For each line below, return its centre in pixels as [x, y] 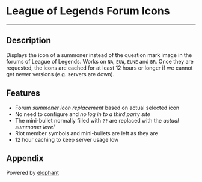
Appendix [25, 158]
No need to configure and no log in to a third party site [82, 114]
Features [23, 93]
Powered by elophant [32, 173]
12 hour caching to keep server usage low [67, 139]
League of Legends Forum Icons [88, 11]
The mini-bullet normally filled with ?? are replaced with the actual [97, 120]
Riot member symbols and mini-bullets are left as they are [86, 133]
